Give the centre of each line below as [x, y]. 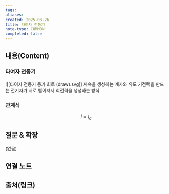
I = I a [86, 117]
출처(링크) [20, 185]
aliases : [15, 15]
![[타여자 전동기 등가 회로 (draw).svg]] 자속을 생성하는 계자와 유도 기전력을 [80, 84]
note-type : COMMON [25, 29]
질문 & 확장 [22, 135]
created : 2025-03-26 [27, 20]
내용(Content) [27, 56]
